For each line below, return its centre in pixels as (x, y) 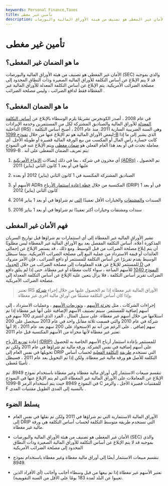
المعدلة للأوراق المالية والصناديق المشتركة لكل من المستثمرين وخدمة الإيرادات (78, 124)
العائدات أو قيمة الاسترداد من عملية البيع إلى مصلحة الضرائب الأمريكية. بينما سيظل (82, 254)
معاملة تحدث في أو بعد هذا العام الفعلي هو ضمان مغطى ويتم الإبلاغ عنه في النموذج (82, 145)
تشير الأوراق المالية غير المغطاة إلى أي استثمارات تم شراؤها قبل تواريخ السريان (79, 237)
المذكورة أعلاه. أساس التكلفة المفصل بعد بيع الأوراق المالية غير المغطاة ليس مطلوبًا (83, 243)
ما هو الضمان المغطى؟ (37, 106)
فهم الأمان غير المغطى (37, 226)
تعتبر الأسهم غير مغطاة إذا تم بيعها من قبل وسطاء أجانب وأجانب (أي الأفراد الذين (87, 472)
